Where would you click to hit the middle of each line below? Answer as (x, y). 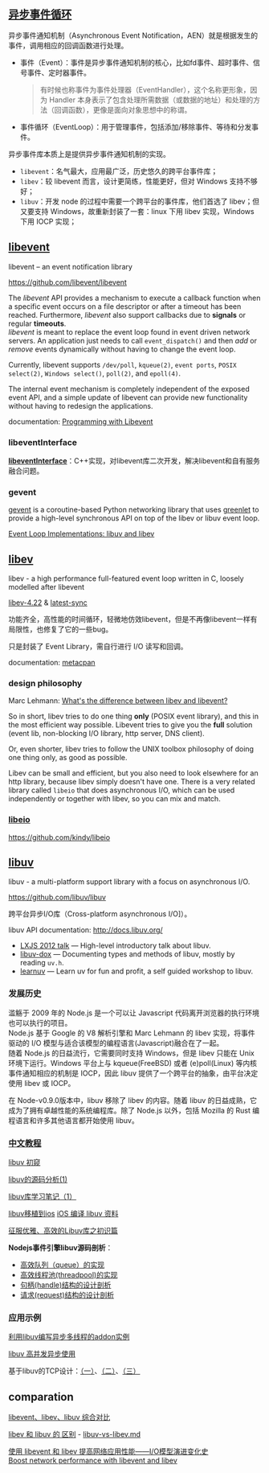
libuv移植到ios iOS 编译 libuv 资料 (63, 1214)
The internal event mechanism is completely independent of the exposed (129, 389)
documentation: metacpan (52, 663)
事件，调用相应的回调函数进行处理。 (68, 45)
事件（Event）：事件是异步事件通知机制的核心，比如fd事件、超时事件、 (137, 62)
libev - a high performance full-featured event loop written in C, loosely (126, 578)
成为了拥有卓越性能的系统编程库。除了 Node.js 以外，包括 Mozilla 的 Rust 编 (134, 1110)
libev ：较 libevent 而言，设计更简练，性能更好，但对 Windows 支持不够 (139, 181)
